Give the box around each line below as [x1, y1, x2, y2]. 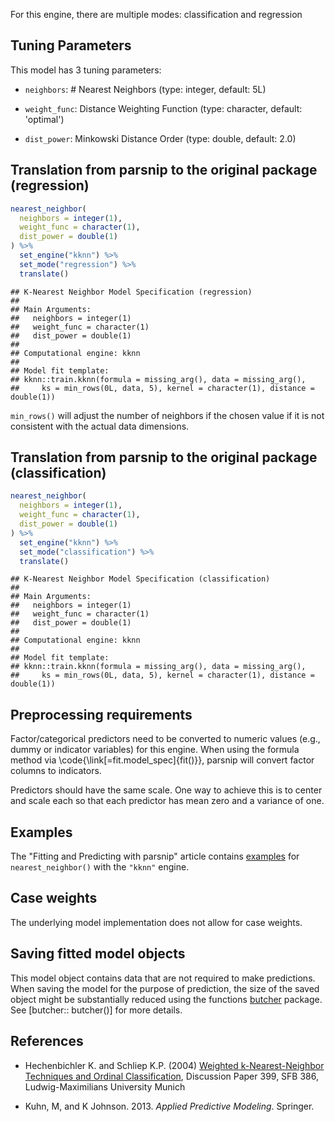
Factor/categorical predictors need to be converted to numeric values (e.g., [10, 733, 321, 745]
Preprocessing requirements [10, 706, 193, 723]
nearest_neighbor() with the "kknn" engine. [10, 861, 190, 873]
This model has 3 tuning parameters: [10, 64, 162, 76]
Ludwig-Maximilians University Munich [24, 1080, 186, 1093]
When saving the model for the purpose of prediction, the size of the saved [10, 982, 320, 994]
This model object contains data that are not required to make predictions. [10, 972, 316, 984]
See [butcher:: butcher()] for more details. [10, 1004, 183, 1016]
